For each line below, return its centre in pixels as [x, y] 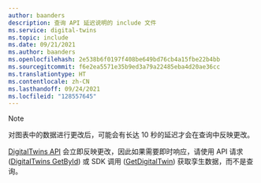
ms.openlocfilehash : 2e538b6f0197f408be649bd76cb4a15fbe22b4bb [114, 60]
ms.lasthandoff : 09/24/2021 [54, 89]
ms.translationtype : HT [47, 74]
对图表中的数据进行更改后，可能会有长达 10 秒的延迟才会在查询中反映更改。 [131, 135]
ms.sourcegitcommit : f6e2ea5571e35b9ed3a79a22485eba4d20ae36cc [114, 67]
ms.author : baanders [42, 52]
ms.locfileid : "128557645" [52, 96]
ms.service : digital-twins [52, 30]
